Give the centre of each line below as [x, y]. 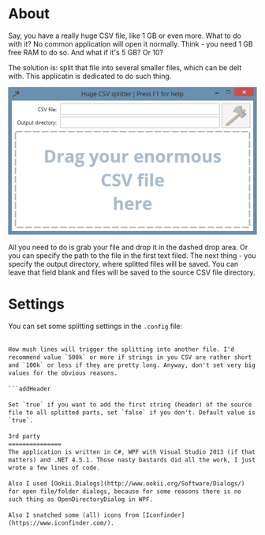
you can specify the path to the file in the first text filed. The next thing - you [132, 255]
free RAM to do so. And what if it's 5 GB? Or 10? [86, 52]
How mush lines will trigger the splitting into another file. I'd [121, 349]
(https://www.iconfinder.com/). [61, 523]
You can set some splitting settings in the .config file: [95, 326]
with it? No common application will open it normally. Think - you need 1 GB [131, 43]
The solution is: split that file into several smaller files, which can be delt [125, 67]
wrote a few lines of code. [54, 468]
